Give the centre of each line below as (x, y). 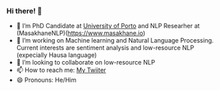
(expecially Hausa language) (57, 55)
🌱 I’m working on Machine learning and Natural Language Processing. (115, 41)
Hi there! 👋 (24, 11)
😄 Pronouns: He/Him (46, 80)
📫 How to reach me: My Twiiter (61, 70)
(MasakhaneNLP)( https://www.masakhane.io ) (81, 33)
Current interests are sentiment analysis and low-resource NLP (105, 48)
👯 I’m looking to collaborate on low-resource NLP (86, 63)
